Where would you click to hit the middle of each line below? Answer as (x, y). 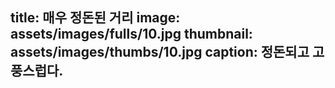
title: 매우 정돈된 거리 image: (95, 18)
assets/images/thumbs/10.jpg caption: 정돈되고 (160, 52)
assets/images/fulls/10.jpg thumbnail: (131, 34)
